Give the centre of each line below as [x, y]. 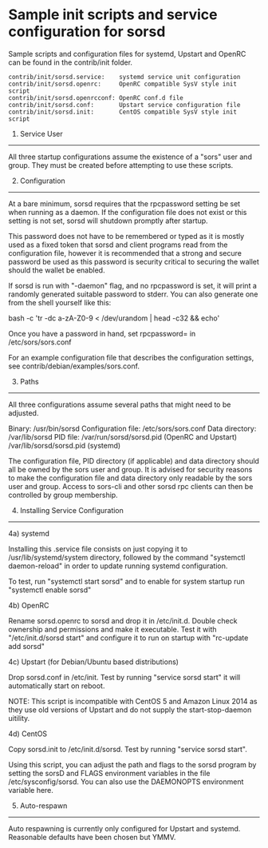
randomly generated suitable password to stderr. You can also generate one [133, 294]
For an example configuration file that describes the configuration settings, [131, 357]
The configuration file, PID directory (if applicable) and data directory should [134, 460]
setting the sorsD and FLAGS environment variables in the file [109, 773]
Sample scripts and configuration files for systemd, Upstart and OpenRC [127, 54]
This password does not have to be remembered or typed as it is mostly [126, 236]
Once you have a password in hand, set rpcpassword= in [102, 333]
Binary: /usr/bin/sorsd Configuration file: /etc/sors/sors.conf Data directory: [132, 428]
